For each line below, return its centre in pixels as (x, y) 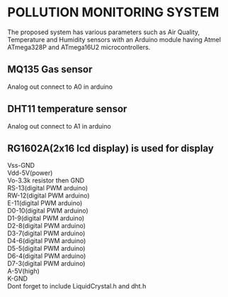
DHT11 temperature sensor (67, 109)
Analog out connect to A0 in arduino (60, 87)
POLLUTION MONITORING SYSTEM (113, 12)
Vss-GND (21, 166)
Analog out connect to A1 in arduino (59, 126)
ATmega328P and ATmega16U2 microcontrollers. (79, 47)
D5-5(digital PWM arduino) (46, 249)
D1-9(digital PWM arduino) (46, 218)
